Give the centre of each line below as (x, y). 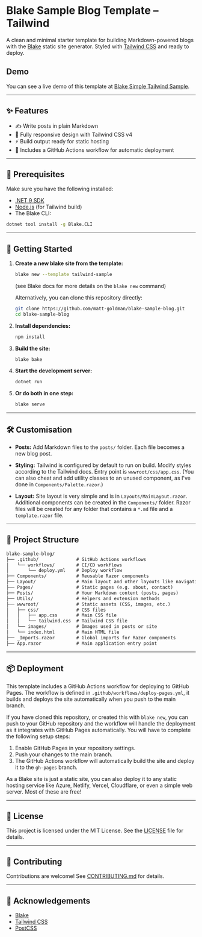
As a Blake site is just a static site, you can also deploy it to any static (92, 779)
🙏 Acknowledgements (48, 901)
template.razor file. (39, 515)
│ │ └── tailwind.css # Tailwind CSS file (67, 621)
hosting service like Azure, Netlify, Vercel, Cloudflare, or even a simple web (99, 785)
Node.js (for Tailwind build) (48, 207)
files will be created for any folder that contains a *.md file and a (94, 509)
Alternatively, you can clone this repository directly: (79, 297)
